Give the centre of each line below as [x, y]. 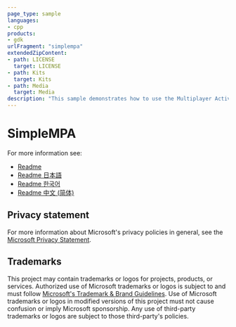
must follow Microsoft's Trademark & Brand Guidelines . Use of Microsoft [112, 293]
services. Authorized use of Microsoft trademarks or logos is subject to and [117, 286]
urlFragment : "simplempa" [45, 46]
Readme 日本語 [39, 175]
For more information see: [45, 153]
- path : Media [28, 86]
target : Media [34, 92]
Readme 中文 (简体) [46, 192]
